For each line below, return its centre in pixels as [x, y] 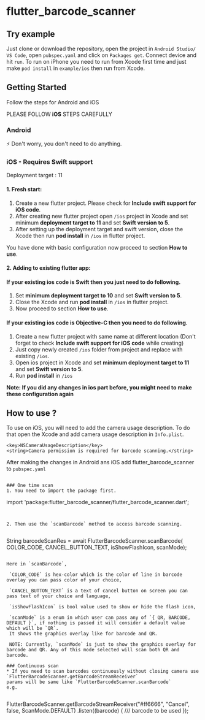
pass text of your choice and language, [59, 596]
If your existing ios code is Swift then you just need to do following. [94, 282]
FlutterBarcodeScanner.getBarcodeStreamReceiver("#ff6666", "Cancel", [98, 704]
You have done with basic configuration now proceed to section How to [97, 247]
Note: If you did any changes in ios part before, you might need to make [99, 387]
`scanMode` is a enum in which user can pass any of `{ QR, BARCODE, [100, 618]
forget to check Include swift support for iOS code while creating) [99, 343]
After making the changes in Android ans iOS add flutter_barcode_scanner [100, 462]
